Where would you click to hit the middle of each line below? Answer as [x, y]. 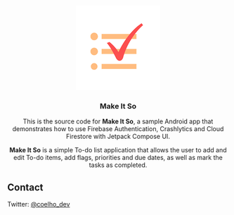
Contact [25, 187]
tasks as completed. [118, 165]
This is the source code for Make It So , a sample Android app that [118, 121]
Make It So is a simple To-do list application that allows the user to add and [118, 150]
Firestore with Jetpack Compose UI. [118, 137]
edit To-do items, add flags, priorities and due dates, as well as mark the [118, 158]
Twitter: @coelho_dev [39, 204]
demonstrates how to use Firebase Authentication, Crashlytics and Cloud [118, 129]
